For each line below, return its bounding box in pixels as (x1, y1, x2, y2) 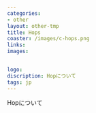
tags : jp (7, 79, 32, 86)
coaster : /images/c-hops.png (7, 35, 90, 42)
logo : (7, 66, 22, 73)
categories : (7, 10, 41, 17)
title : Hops (7, 29, 41, 36)
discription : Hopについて (7, 72, 76, 79)
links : (7, 42, 26, 48)
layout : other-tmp (7, 22, 59, 29)
